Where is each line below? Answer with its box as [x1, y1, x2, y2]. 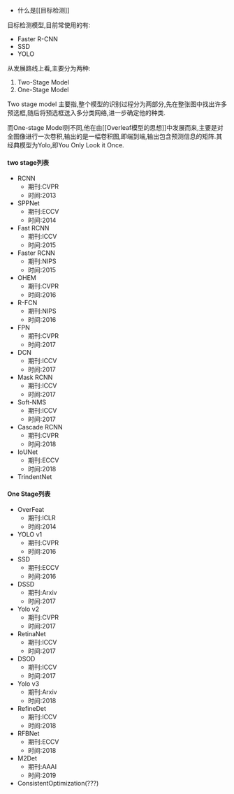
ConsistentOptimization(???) [17, 779, 99, 788]
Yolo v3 [17, 679, 40, 688]
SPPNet [17, 199, 40, 207]
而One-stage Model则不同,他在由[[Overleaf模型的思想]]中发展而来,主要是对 [7, 124, 224, 131]
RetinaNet [17, 630, 47, 638]
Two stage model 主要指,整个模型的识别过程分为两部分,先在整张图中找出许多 [7, 100, 228, 108]
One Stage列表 [7, 490, 51, 498]
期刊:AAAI [27, 763, 57, 771]
